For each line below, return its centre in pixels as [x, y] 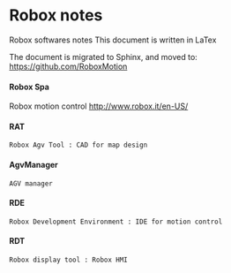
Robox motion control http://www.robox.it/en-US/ [99, 106]
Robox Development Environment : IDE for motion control [116, 222]
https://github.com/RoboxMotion [68, 66]
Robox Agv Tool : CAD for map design [78, 145]
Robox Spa [30, 87]
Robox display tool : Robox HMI [68, 260]
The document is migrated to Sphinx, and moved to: [104, 57]
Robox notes [56, 15]
